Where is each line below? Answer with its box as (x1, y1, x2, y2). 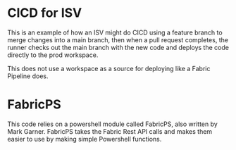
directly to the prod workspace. (7, 51, 99, 59)
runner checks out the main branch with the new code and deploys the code (7, 43, 229, 51)
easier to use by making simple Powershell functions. (7, 135, 162, 143)
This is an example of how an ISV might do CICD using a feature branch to (7, 28, 223, 37)
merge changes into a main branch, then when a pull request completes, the (7, 35, 229, 44)
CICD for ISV (7, 5, 82, 21)
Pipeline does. (7, 72, 49, 80)
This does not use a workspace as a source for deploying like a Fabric (7, 64, 211, 73)
